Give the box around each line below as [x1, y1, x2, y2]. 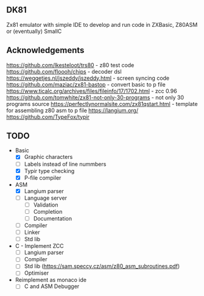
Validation [33, 201, 59, 208]
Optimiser [24, 269, 49, 277]
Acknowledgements [6, 45, 85, 55]
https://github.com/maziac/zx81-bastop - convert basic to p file [6, 80, 166, 88]
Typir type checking [24, 167, 75, 174]
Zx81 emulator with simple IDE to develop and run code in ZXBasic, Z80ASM [6, 21, 198, 28]
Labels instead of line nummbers [24, 160, 107, 167]
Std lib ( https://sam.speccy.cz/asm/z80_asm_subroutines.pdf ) [24, 263, 180, 270]
